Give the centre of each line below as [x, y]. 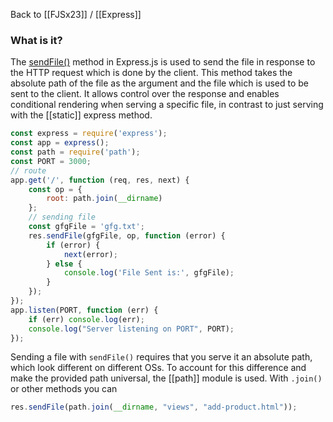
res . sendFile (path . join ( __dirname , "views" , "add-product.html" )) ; [154, 407]
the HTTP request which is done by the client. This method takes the [151, 73]
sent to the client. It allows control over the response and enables [145, 94]
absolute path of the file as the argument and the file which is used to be [160, 83]
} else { [64, 264]
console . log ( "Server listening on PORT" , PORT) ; [131, 329]
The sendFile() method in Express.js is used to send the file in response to [163, 62]
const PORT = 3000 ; [51, 161]
